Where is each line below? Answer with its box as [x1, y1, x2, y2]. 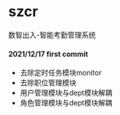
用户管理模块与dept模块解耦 [19, 88, 113, 98]
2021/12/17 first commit [8, 49, 89, 59]
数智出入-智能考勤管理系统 [8, 30, 96, 39]
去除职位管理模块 [19, 78, 77, 88]
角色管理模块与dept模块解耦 [19, 98, 113, 108]
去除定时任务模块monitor [19, 68, 102, 78]
